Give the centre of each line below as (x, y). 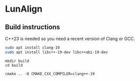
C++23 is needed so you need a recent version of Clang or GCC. (70, 39)
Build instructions (32, 27)
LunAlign (24, 9)
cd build (14, 65)
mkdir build (17, 61)
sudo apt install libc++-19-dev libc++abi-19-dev (57, 52)
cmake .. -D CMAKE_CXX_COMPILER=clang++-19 (50, 74)
